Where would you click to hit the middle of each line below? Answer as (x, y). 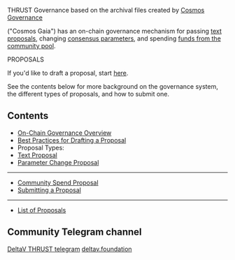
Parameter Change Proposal (58, 162)
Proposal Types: (41, 147)
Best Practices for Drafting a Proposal (72, 140)
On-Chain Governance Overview (64, 133)
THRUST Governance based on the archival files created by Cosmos (106, 10)
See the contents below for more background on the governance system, (113, 86)
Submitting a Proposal (49, 190)
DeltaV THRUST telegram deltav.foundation (70, 249)
